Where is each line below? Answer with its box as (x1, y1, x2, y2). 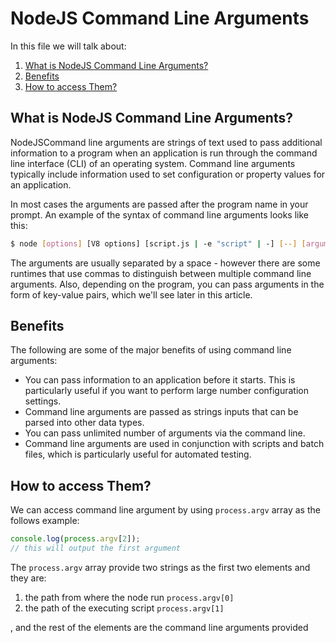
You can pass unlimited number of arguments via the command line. (24, 427, 306, 439)
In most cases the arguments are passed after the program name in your (10, 198, 309, 210)
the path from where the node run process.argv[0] (24, 592, 235, 603)
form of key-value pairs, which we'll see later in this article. (10, 288, 253, 301)
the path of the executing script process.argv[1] (24, 602, 225, 614)
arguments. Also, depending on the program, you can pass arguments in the (10, 278, 325, 290)
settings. (24, 395, 62, 407)
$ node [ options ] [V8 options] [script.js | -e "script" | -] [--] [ (10, 238, 307, 249)
